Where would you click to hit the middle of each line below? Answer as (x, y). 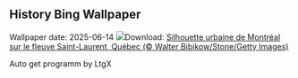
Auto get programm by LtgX (60, 63)
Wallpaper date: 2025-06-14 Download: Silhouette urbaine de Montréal (145, 37)
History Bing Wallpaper (75, 15)
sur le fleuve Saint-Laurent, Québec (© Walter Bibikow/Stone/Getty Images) (149, 46)
